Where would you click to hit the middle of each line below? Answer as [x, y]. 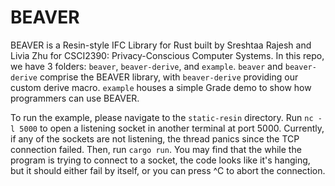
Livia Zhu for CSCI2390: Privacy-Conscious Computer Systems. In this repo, [167, 55]
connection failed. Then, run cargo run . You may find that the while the [156, 149]
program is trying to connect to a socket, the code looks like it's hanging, [160, 160]
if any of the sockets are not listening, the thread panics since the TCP [155, 138]
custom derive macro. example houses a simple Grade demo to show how [161, 87]
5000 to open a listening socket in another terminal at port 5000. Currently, [172, 128]
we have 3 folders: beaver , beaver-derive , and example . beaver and [146, 66]
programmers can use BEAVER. [75, 98]
